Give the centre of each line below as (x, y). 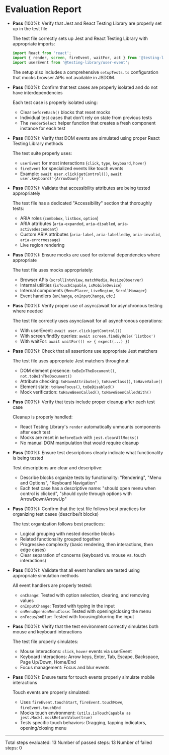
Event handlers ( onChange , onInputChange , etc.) (68, 296)
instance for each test (43, 128)
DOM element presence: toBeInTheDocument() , (68, 370)
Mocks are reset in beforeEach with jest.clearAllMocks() (79, 437)
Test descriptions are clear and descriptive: (57, 467)
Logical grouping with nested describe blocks (67, 533)
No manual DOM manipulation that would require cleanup (79, 443)
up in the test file (30, 28)
